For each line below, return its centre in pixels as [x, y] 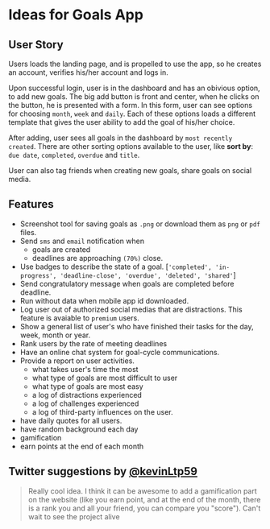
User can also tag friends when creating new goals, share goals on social [130, 170]
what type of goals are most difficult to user [105, 378]
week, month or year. [55, 335]
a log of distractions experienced [87, 395]
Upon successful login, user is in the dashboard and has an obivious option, [134, 88]
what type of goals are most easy [87, 386]
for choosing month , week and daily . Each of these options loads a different [132, 114]
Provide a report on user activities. [77, 361]
